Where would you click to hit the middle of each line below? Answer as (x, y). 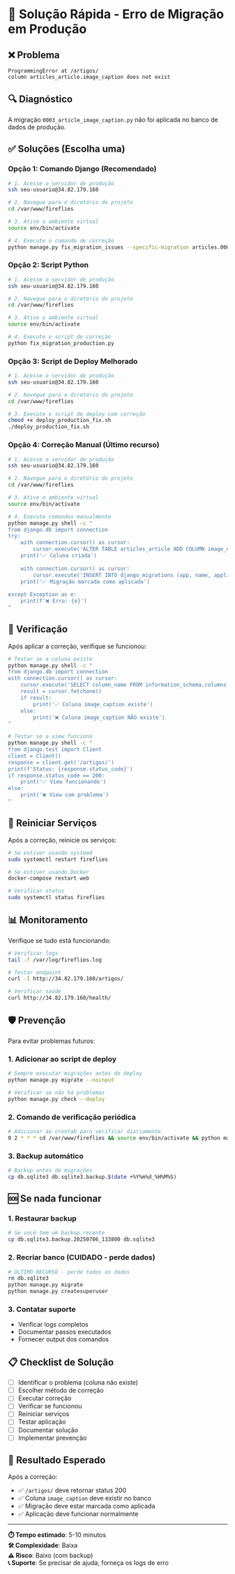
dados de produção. (37, 127)
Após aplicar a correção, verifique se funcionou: (77, 646)
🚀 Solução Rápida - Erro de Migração (116, 14)
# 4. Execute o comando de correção (61, 240)
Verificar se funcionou (50, 1406)
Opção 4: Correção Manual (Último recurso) (84, 445)
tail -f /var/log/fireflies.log (55, 960)
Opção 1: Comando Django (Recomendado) (82, 169)
